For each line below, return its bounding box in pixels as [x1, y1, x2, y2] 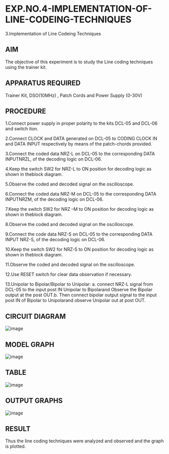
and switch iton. [5, 126, 39, 132]
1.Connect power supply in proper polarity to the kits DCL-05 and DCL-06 [5, 120, 158, 127]
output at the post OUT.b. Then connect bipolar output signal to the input [5, 292, 157, 298]
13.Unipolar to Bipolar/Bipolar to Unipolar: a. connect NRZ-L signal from [5, 281, 153, 287]
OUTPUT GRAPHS [5, 396, 63, 405]
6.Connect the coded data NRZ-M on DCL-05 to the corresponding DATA [5, 191, 156, 197]
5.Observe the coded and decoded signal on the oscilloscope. [5, 181, 135, 187]
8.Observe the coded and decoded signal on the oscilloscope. [5, 221, 135, 228]
